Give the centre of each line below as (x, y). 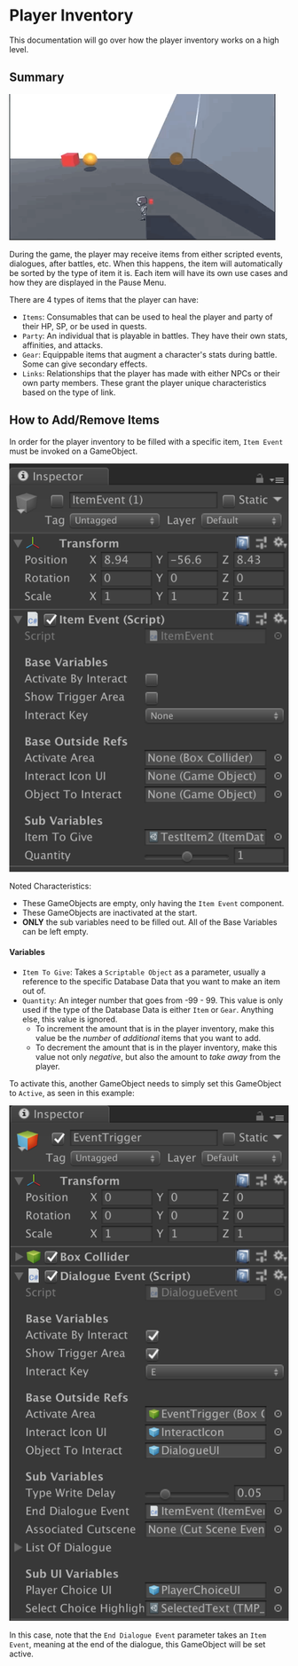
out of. (34, 991)
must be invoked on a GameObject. (74, 451)
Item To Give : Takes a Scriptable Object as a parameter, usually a (144, 972)
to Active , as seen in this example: (72, 1093)
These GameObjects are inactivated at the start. (110, 913)
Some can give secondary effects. (85, 364)
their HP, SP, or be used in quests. (85, 326)
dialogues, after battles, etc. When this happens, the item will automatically (146, 264)
